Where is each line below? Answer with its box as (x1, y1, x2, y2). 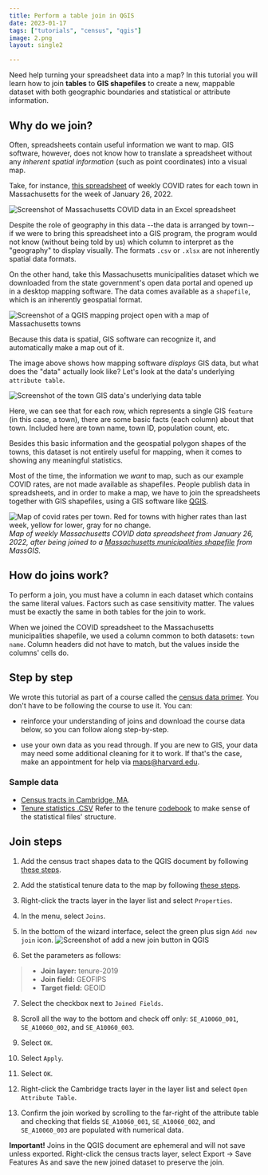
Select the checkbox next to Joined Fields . (20, 998, 164, 1007)
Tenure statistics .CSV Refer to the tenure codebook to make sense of (20, 803, 250, 813)
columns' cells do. (9, 648, 69, 657)
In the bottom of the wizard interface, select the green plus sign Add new (20, 926, 258, 936)
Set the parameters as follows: (20, 950, 121, 960)
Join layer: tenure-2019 (40, 966, 119, 976)
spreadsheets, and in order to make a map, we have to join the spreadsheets (9, 487, 261, 497)
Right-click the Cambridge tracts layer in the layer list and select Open (20, 1084, 248, 1094)
